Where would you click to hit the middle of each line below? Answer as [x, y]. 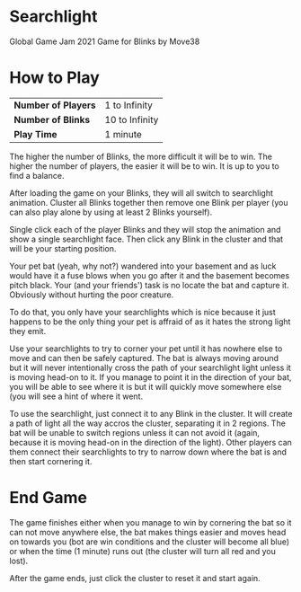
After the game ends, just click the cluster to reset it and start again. [135, 578]
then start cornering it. [51, 461]
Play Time [35, 134]
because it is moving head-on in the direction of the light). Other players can [150, 442]
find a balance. [37, 175]
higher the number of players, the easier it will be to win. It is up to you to [145, 166]
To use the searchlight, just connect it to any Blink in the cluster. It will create [151, 413]
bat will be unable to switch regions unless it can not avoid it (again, [135, 432]
